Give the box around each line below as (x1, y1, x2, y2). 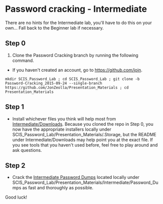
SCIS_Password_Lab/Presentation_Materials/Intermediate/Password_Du (12, 179, 159, 185)
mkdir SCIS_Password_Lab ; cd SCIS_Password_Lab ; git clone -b (5, 76, 140, 82)
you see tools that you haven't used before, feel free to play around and (12, 142, 158, 148)
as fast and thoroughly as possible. (22, 185, 94, 191)
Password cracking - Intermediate (5, 3, 147, 15)
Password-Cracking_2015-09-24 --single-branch (5, 81, 102, 86)
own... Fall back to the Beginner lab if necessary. (5, 25, 104, 30)
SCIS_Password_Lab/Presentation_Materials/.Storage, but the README (12, 131, 157, 137)
